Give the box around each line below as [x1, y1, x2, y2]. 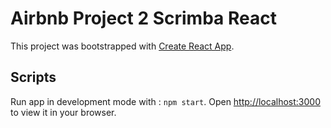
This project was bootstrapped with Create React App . [10, 40, 235, 52]
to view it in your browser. [10, 106, 117, 118]
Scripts [10, 69, 57, 86]
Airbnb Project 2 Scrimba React [10, 7, 277, 30]
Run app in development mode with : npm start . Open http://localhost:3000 [10, 95, 321, 107]
